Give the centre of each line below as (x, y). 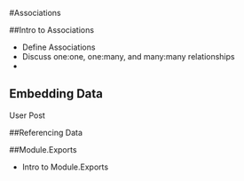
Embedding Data (56, 94)
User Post (28, 115)
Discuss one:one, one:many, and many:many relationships (128, 56)
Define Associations (59, 47)
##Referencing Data (46, 132)
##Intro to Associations (52, 30)
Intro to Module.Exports (65, 167)
